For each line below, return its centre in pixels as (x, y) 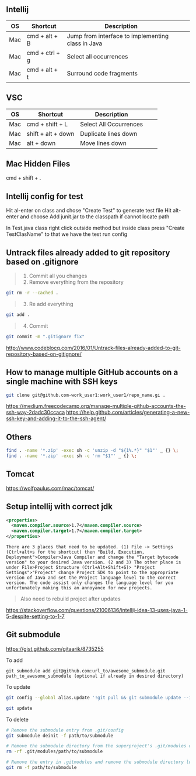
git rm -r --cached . (32, 293)
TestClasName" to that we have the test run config (67, 234)
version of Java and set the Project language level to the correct (91, 578)
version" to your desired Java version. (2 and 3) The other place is (94, 562)
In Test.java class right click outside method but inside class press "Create (95, 228)
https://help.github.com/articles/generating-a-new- (128, 413)
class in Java (85, 43)
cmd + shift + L (47, 124)
